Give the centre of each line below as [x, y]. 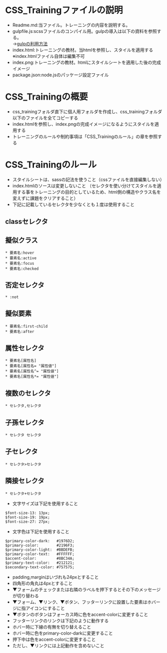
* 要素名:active [21, 258]
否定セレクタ [25, 285]
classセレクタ [27, 222]
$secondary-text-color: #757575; [40, 567]
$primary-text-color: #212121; [40, 563]
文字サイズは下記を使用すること [45, 503]
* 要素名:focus [20, 264]
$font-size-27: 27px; [28, 521]
